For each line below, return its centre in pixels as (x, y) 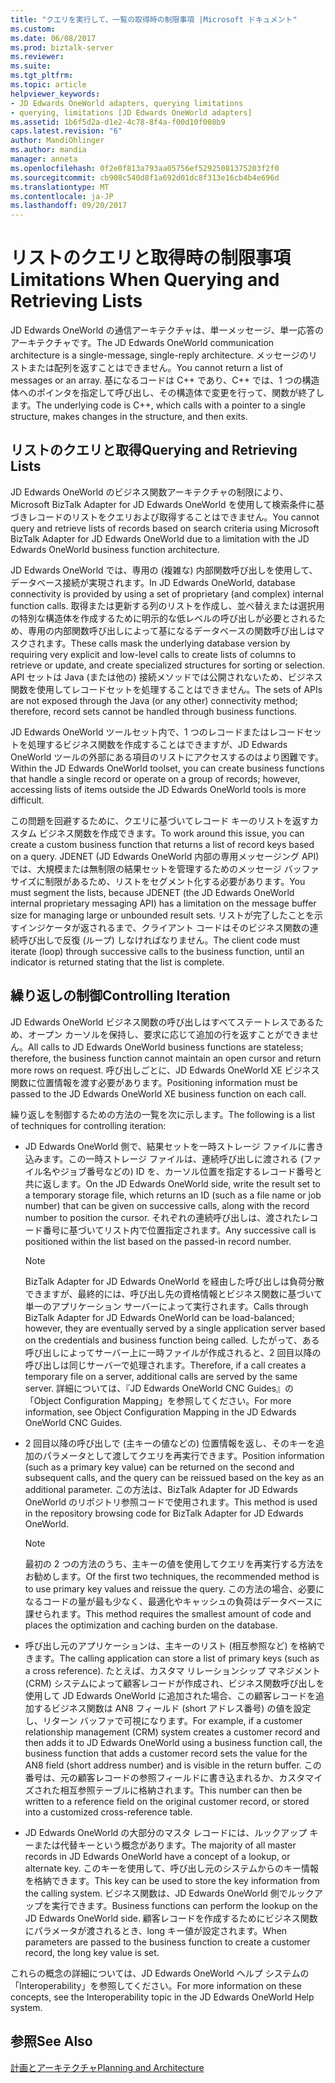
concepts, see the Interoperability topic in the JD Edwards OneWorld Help (162, 1997)
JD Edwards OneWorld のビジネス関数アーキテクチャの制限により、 (149, 492)
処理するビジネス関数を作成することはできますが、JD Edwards (157, 744)
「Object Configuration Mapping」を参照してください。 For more (158, 1400)
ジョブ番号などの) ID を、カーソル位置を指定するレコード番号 (186, 1171)
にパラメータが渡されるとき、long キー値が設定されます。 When (156, 1930)
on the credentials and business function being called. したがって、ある (172, 1340)
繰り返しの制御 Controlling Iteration (120, 996)
